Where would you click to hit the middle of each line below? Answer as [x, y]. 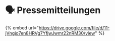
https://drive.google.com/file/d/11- [74, 28]
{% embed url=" [22, 28]
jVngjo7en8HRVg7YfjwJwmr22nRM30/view [50, 33]
